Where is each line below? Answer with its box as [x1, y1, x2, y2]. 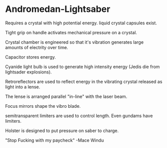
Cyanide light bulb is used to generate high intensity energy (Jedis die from [5, 64, 160, 70]
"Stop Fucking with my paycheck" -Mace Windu [5, 137, 104, 143]
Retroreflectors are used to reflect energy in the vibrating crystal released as [5, 78, 163, 84]
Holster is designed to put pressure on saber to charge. [5, 128, 119, 134]
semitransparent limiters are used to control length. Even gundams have [5, 113, 153, 119]
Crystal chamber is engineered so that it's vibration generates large [5, 39, 144, 45]
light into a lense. [5, 83, 40, 90]
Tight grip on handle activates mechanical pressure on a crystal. [5, 29, 137, 35]
